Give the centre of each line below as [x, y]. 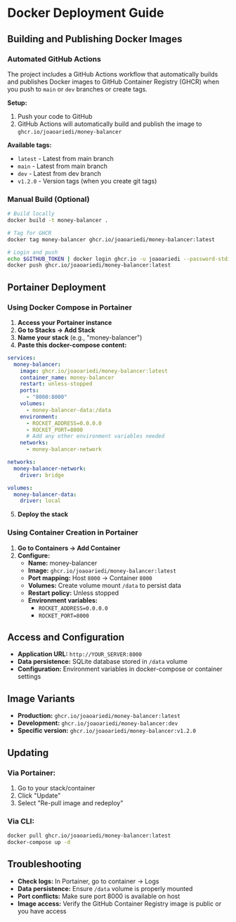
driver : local [40, 501]
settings [29, 677]
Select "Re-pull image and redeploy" [70, 802]
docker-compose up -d [39, 843]
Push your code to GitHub [55, 116]
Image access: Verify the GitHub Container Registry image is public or [119, 903]
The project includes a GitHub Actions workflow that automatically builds [113, 74]
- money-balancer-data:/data [68, 410]
